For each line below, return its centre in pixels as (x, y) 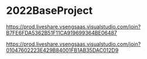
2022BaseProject (49, 11)
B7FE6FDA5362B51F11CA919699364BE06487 (61, 32)
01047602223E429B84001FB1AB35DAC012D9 (62, 50)
